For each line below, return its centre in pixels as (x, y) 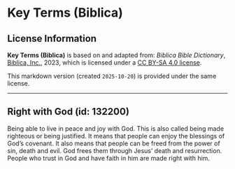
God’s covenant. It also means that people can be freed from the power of (114, 143)
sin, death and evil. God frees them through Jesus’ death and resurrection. (115, 150)
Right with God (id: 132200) (68, 112)
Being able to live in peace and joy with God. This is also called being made (116, 128)
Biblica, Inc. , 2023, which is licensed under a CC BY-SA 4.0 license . (105, 63)
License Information (52, 39)
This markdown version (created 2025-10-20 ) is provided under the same (112, 76)
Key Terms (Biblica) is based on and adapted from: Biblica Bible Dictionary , (116, 55)
